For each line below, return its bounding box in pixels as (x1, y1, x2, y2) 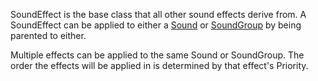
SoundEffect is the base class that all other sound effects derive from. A (10, 9, 307, 20)
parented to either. (10, 30, 87, 41)
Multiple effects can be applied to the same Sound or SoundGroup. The (10, 49, 305, 61)
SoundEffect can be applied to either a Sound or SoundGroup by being (10, 19, 302, 31)
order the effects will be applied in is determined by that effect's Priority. (10, 60, 309, 71)
